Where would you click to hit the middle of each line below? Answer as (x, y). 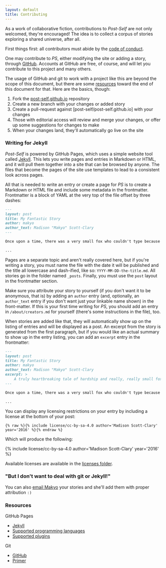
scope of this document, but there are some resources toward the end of (79, 84)
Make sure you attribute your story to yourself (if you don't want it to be (78, 290)
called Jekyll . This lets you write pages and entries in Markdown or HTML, (81, 159)
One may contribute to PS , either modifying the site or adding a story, (76, 58)
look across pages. (24, 175)
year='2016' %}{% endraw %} (34, 430)
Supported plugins (31, 536)
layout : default (22, 10)
